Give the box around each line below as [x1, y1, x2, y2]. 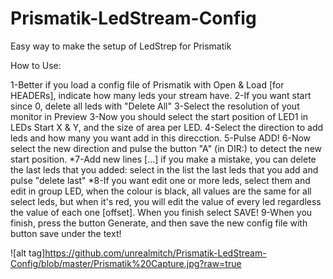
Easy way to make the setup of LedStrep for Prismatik [10, 40, 232, 52]
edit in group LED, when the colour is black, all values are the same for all [10, 185, 312, 197]
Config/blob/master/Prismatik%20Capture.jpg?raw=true [10, 257, 242, 269]
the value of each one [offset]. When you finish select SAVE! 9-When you [10, 206, 313, 218]
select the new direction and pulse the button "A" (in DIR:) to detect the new [10, 142, 323, 154]
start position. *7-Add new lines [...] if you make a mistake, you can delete [10, 153, 317, 165]
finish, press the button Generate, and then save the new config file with [10, 217, 308, 229]
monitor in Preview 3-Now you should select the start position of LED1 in [10, 110, 309, 122]
